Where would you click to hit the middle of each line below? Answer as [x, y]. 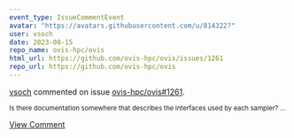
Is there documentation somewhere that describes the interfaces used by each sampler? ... [147, 108]
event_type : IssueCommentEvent [67, 17]
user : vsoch [31, 34]
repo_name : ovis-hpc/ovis [57, 50]
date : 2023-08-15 [41, 42]
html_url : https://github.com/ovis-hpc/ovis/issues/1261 [116, 58]
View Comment [37, 124]
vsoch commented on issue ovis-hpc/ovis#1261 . [97, 92]
